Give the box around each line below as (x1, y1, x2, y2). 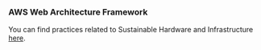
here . (8, 33, 26, 43)
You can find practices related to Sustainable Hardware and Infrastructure (8, 25, 254, 35)
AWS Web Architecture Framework (8, 6, 148, 18)
